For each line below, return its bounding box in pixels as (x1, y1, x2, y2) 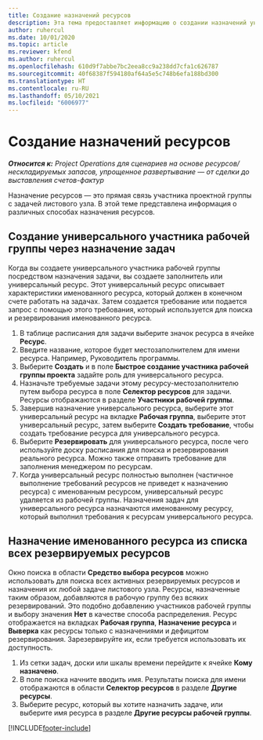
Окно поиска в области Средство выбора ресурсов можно (8, 567, 209, 577)
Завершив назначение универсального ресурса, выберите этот (19, 403, 234, 413)
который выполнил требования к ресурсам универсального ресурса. (19, 512, 254, 521)
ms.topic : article (8, 41, 68, 49)
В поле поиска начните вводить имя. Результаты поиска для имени (19, 674, 247, 683)
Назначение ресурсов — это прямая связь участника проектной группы (8, 191, 252, 200)
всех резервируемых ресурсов (8, 547, 171, 560)
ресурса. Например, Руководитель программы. (19, 353, 181, 363)
